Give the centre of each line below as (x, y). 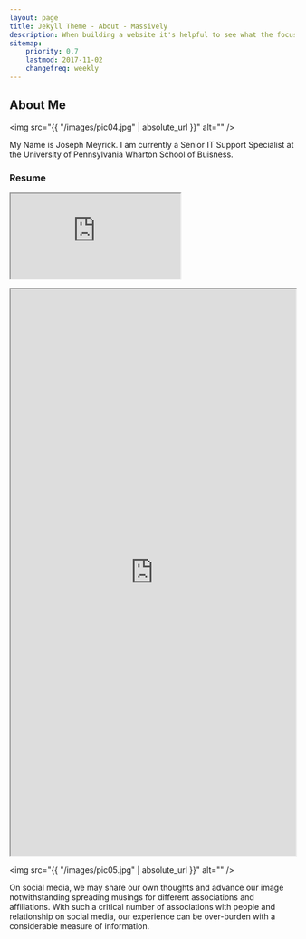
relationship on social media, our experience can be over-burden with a (143, 916)
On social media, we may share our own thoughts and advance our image (147, 887)
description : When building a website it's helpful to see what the (141, 34)
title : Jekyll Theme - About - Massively (89, 26)
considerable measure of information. (80, 925)
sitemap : (26, 43)
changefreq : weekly (62, 69)
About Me (38, 105)
